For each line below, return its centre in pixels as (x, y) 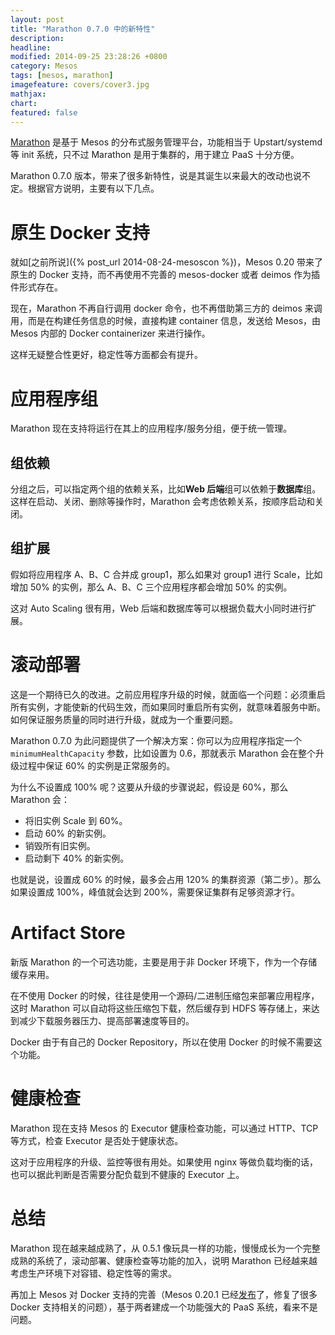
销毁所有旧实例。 (60, 845)
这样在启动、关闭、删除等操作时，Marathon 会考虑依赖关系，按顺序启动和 (163, 502)
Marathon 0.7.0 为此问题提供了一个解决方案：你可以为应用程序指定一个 (156, 740)
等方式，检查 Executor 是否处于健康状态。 (97, 1140)
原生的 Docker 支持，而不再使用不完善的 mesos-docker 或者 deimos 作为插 (165, 275)
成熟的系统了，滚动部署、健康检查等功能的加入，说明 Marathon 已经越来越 (164, 1260)
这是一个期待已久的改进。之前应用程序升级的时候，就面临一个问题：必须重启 (168, 694)
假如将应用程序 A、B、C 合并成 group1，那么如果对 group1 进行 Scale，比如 (166, 574)
